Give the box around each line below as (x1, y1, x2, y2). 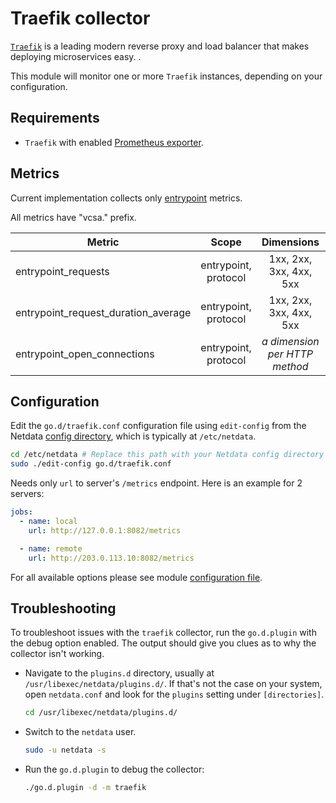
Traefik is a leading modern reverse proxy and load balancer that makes (10, 40, 310, 52)
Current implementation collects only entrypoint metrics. (10, 192, 243, 204)
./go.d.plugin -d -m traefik (24, 783, 147, 793)
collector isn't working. (10, 648, 105, 660)
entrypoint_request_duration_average (15, 305, 192, 319)
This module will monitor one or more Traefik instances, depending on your (10, 70, 323, 82)
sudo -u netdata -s (24, 745, 107, 756)
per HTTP (267, 347, 313, 361)
